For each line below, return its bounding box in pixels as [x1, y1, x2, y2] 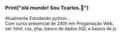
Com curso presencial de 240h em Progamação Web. [5, 20, 114, 26]
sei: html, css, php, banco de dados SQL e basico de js [5, 26, 117, 32]
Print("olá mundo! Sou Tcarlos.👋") [5, 4, 89, 11]
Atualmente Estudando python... [5, 16, 70, 21]
